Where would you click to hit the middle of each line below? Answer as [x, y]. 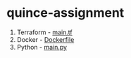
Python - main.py [42, 47]
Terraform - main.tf [45, 32]
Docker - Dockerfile [45, 39]
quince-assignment [65, 13]
